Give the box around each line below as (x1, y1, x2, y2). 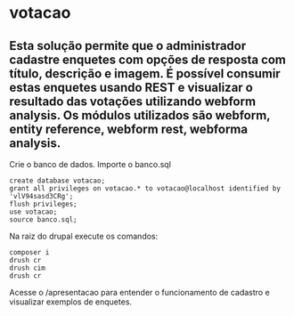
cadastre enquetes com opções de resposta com (9, 52, 287, 67)
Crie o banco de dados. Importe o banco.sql (9, 159, 172, 169)
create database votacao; (9, 176, 105, 185)
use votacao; (9, 207, 58, 216)
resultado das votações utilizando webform (9, 93, 257, 109)
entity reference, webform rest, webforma (9, 121, 248, 136)
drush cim (9, 263, 46, 272)
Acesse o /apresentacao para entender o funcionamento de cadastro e (9, 288, 270, 297)
